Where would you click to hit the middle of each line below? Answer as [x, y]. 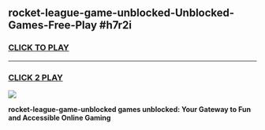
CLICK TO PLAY [39, 48]
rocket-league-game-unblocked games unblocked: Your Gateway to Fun [129, 109]
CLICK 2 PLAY [35, 77]
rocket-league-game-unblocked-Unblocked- [121, 13]
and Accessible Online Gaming [60, 117]
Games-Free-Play [52, 26]
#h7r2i [116, 26]
